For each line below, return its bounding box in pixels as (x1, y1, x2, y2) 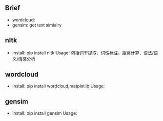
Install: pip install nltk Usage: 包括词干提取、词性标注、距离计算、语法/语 (12, 50, 158, 56)
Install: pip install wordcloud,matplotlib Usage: (12, 83, 105, 89)
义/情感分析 (12, 56, 36, 61)
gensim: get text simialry (12, 22, 62, 28)
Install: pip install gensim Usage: (12, 110, 77, 116)
